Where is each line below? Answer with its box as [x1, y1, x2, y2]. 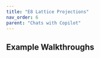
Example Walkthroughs [6, 42, 95, 52]
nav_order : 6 [6, 14, 39, 20]
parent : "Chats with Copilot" [6, 20, 82, 26]
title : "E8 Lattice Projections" [6, 8, 89, 15]
